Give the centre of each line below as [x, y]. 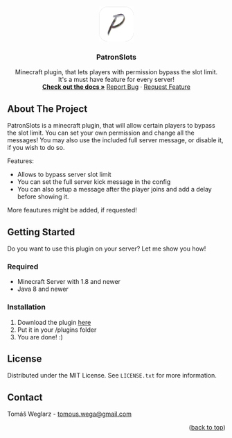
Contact [25, 397]
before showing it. [43, 196]
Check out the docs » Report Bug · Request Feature [116, 87]
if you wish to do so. [36, 148]
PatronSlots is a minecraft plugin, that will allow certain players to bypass [111, 126]
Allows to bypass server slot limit [64, 175]
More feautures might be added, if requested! [72, 210]
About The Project [47, 109]
